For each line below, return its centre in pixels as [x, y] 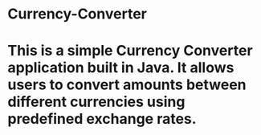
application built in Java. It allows [121, 68]
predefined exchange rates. [102, 119]
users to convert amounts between [127, 85]
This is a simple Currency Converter [130, 51]
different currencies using [96, 102]
